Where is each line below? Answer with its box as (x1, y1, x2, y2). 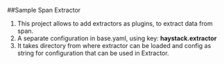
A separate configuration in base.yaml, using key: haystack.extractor (17, 34, 217, 42)
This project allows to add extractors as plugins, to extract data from (17, 19, 213, 27)
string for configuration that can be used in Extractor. (17, 49, 169, 57)
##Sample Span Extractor (7, 6, 81, 14)
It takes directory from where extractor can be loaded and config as (17, 42, 212, 49)
